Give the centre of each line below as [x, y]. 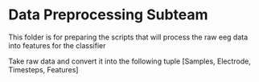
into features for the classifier [57, 45]
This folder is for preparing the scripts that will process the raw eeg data [128, 37]
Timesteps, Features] [43, 69]
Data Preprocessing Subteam [108, 15]
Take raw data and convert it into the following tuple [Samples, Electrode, [130, 61]
